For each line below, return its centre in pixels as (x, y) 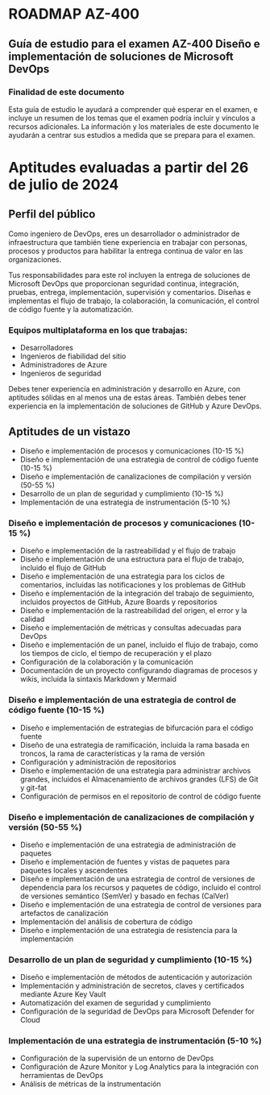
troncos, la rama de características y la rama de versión (112, 753)
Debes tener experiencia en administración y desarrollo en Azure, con (125, 389)
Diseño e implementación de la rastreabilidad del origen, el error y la (133, 611)
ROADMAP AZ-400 (74, 14)
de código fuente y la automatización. (71, 309)
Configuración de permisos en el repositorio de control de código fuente (140, 796)
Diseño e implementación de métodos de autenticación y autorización (136, 977)
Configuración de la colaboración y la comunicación (106, 662)
